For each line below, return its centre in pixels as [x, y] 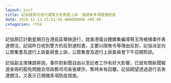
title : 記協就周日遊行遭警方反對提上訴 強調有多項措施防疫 [61, 15]
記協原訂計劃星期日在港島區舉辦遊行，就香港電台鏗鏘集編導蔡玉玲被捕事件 [83, 39]
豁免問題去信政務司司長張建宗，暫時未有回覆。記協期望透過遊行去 [92, 69]
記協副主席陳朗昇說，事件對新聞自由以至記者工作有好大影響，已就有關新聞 [83, 63]
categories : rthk [24, 24]
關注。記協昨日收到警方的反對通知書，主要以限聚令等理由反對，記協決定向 [88, 46]
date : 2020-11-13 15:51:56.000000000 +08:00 [53, 19]
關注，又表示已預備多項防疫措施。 [45, 76]
